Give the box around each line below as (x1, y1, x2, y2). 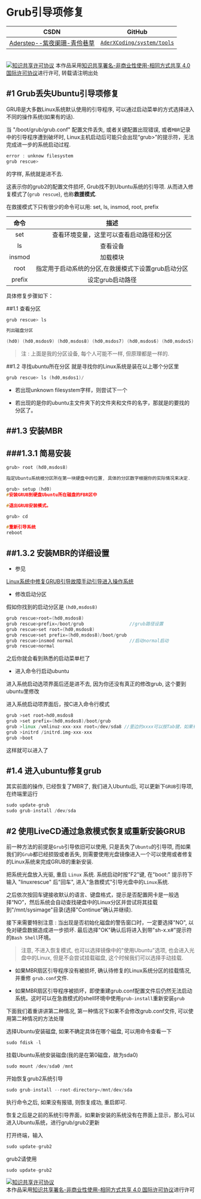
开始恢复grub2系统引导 (6, 1075, 63, 1082)
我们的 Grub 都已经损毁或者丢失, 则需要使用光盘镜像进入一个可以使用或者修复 (6, 851, 193, 858)
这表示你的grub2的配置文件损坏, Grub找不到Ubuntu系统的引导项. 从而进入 (6, 183, 188, 190)
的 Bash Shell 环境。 (6, 934, 54, 941)
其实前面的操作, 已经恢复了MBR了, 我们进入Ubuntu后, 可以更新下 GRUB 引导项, (6, 783, 193, 790)
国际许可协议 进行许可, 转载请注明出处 (6, 69, 99, 76)
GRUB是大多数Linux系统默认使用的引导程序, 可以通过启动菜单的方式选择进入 (6, 106, 194, 113)
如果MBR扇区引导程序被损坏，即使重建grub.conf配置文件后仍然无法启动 (14, 987, 193, 994)
